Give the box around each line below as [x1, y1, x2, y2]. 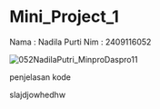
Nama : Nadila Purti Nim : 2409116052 [9, 36, 152, 47]
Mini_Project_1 [9, 6, 120, 27]
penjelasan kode [9, 71, 71, 83]
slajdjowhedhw [9, 89, 66, 100]
